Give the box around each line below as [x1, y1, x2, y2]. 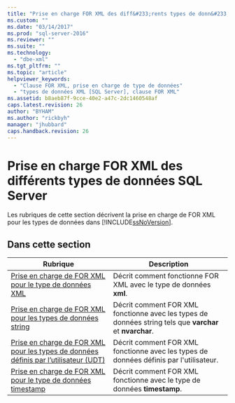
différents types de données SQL [7, 172, 203, 189]
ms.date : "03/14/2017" [7, 23, 73, 30]
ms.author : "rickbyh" [7, 114, 71, 121]
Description [148, 259, 189, 269]
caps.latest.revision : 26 [7, 102, 83, 109]
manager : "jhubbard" [7, 121, 68, 128]
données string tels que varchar [113, 317, 219, 327]
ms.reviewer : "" [7, 36, 55, 43]
